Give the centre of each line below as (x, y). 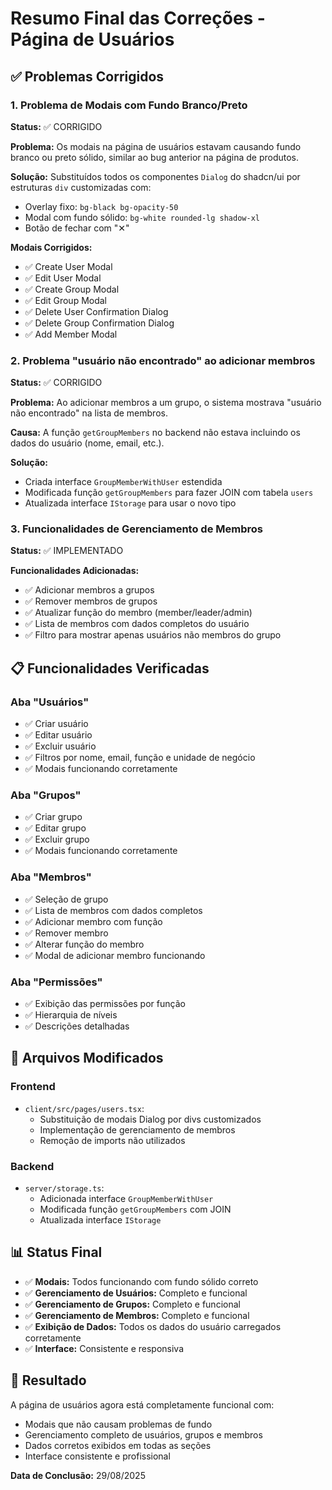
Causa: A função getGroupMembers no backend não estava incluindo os (155, 433)
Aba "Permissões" (56, 982)
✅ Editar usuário (58, 735)
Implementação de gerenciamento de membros (137, 1129)
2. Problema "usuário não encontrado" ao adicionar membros (163, 360)
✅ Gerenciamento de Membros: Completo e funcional (137, 1315)
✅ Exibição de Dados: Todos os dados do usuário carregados (153, 1326)
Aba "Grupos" (46, 795)
